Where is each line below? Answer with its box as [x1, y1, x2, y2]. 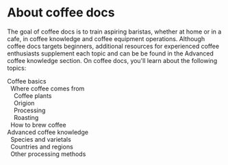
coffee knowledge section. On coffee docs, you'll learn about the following [7, 56, 218, 64]
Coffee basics [7, 77, 47, 85]
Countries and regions [10, 142, 73, 151]
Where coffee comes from [10, 84, 85, 92]
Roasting [13, 113, 39, 121]
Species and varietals [10, 135, 72, 143]
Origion [13, 99, 35, 107]
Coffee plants [13, 91, 52, 100]
